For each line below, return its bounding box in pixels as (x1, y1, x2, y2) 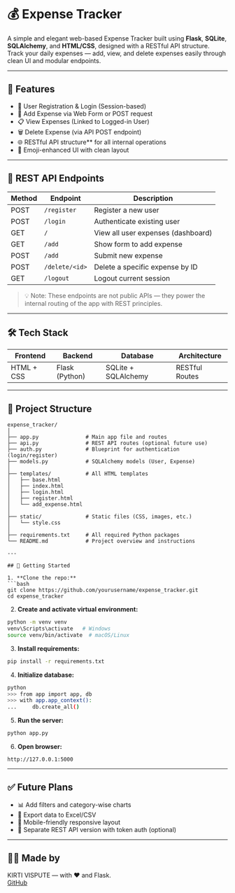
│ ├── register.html (7, 495, 73, 502)
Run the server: (17, 716, 64, 725)
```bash (7, 581, 30, 588)
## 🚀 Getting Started (7, 562, 71, 570)
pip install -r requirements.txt (7, 658, 105, 665)
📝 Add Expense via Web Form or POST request (17, 109, 153, 118)
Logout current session (94, 273, 170, 283)
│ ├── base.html (7, 477, 61, 484)
